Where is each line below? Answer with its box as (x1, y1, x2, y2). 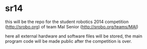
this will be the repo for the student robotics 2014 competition (5, 19, 129, 24)
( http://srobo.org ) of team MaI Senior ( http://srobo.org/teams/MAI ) (5, 24, 139, 29)
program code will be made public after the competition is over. (5, 38, 132, 44)
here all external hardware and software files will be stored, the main (5, 33, 143, 39)
